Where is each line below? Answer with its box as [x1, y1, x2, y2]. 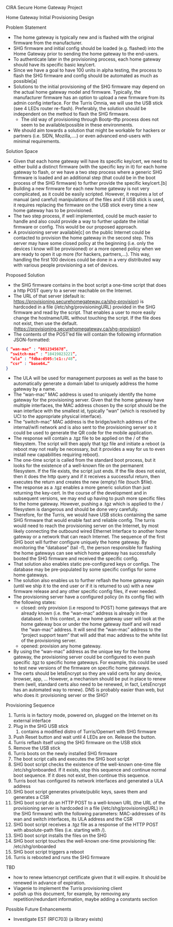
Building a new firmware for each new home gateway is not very [13, 185, 150, 191]
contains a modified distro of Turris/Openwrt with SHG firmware [21, 728, 157, 735]
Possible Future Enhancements [6, 906, 71, 913]
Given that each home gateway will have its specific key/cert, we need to [13, 158, 168, 164]
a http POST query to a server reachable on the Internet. [13, 288, 133, 293]
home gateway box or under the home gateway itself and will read [21, 621, 161, 627]
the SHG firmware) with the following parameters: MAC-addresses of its [13, 811, 166, 817]
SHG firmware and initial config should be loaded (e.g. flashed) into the [13, 45, 164, 51]
